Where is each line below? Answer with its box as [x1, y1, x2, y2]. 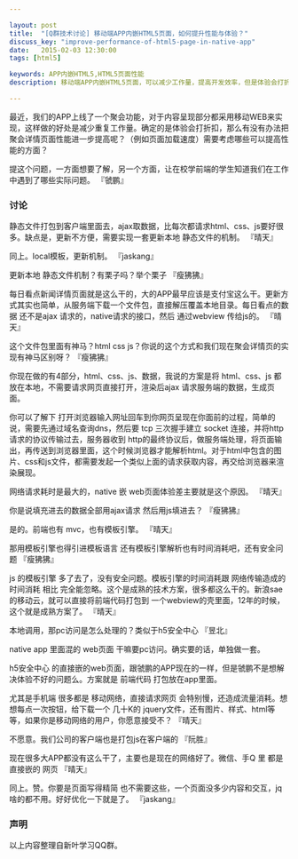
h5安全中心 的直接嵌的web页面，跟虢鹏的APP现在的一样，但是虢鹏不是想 [9, 663, 278, 673]
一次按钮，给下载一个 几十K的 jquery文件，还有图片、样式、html [32, 704, 268, 715]
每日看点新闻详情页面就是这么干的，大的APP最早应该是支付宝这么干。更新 [9, 289, 281, 299]
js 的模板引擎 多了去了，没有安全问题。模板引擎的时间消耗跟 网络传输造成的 [9, 573, 286, 584]
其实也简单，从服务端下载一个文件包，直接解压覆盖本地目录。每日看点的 [16, 299, 281, 311]
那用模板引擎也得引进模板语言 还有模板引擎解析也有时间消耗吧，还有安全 [9, 543, 276, 553]
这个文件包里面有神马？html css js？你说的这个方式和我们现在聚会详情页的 [9, 341, 281, 352]
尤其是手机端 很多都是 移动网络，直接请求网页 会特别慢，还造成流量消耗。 [9, 693, 280, 704]
